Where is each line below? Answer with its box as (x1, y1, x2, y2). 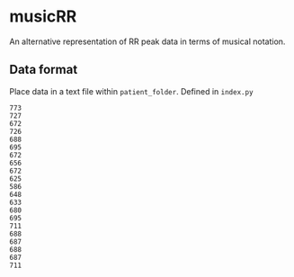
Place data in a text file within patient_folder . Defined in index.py (9, 85, 254, 96)
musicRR (9, 6, 77, 27)
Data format (9, 62, 78, 77)
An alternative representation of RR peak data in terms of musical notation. (9, 36, 286, 47)
